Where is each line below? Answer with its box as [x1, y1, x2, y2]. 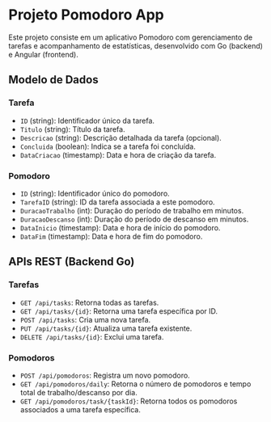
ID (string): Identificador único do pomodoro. [19, 188, 170, 198]
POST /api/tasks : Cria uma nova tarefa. [19, 314, 151, 324]
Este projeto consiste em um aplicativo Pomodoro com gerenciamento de [8, 32, 253, 42]
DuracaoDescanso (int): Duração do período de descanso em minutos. [19, 214, 249, 224]
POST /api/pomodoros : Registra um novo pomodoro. [19, 370, 190, 380]
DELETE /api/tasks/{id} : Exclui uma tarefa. [19, 331, 164, 341]
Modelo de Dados [8, 73, 99, 87]
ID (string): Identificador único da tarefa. [19, 116, 155, 125]
